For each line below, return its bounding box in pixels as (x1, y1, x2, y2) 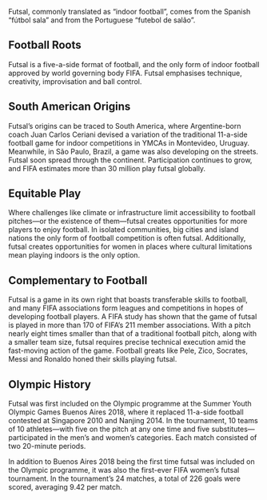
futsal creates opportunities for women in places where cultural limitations (8, 242, 253, 251)
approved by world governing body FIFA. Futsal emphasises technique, (8, 68, 242, 78)
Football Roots (8, 38, 82, 52)
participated (8, 433, 49, 442)
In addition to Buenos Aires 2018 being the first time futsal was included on (8, 457, 255, 466)
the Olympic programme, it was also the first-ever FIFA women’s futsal (8, 466, 240, 475)
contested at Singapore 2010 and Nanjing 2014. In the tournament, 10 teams (8, 416, 258, 426)
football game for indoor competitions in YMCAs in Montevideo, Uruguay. (8, 138, 250, 147)
